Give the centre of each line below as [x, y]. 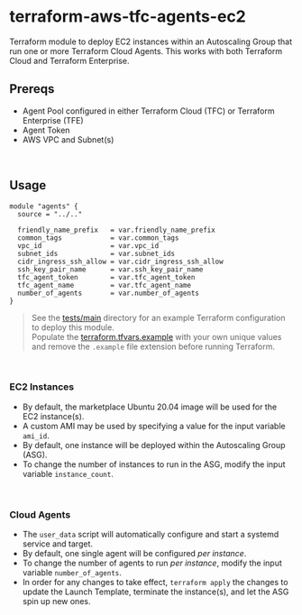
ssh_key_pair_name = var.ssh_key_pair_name [110, 269]
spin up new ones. [56, 601]
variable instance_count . [68, 473]
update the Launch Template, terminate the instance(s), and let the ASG [156, 592]
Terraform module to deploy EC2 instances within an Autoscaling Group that [151, 41]
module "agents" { [44, 206]
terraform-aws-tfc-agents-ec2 [128, 17]
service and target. [57, 544]
